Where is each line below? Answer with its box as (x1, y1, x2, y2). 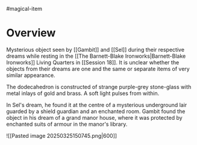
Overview (6, 26, 56, 40)
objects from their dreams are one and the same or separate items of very (6, 65, 190, 72)
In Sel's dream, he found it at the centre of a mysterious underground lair (6, 101, 187, 108)
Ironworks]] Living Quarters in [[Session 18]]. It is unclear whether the (6, 58, 180, 66)
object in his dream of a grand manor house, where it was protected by (6, 114, 183, 121)
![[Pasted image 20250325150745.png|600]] (6, 132, 117, 139)
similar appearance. (6, 72, 55, 79)
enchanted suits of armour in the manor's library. (6, 120, 128, 128)
